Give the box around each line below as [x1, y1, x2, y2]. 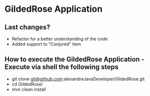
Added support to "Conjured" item [11, 41, 81, 47]
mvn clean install [11, 86, 46, 92]
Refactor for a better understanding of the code [11, 36, 108, 42]
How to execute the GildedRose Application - [4, 55, 145, 64]
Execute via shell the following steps [4, 63, 119, 72]
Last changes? [4, 23, 50, 31]
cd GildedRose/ [11, 81, 43, 87]
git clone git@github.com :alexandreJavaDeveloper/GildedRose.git [11, 76, 145, 82]
